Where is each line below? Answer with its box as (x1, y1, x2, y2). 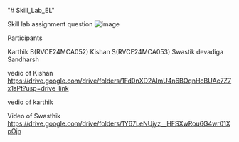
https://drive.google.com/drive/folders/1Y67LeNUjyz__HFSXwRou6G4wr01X (7, 119, 231, 128)
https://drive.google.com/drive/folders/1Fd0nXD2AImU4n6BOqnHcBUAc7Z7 (7, 76, 232, 85)
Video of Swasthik (7, 112, 61, 120)
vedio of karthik (7, 98, 53, 106)
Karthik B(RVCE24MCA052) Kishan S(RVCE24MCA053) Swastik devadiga (7, 48, 224, 56)
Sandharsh (7, 55, 39, 64)
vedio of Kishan (7, 69, 53, 77)
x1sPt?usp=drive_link (7, 84, 69, 92)
